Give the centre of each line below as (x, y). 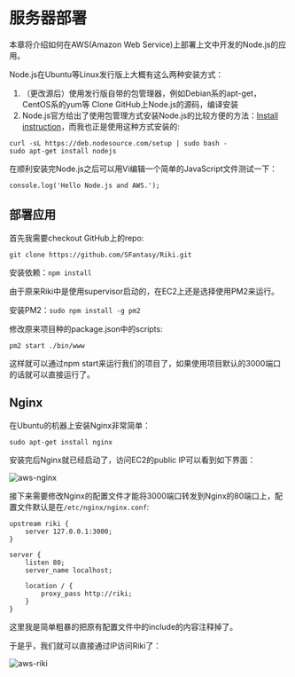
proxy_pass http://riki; (87, 594)
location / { (49, 586)
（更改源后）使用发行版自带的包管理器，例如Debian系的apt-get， (141, 93)
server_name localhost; (69, 570)
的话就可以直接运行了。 (52, 374)
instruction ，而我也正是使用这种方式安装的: (101, 126)
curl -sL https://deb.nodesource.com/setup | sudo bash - (118, 143)
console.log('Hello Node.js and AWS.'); (85, 185)
